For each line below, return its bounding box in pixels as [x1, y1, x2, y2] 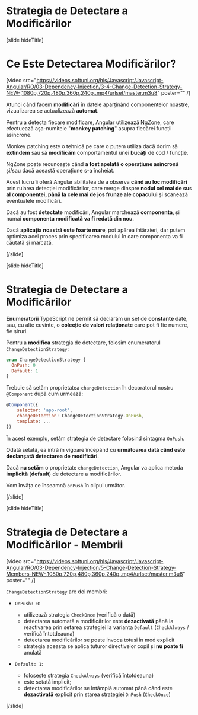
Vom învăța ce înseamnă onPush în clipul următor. [6, 481, 126, 489]
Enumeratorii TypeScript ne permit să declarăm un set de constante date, [6, 315, 188, 322]
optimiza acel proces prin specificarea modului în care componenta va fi [6, 232, 183, 240]
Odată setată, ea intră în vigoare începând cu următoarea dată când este [6, 446, 186, 453]
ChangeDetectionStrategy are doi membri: [6, 588, 107, 595]
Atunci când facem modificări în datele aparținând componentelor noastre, [6, 101, 190, 108]
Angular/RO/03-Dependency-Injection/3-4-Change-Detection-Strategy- [6, 83, 183, 90]
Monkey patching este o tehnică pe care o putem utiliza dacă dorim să [6, 142, 178, 149]
